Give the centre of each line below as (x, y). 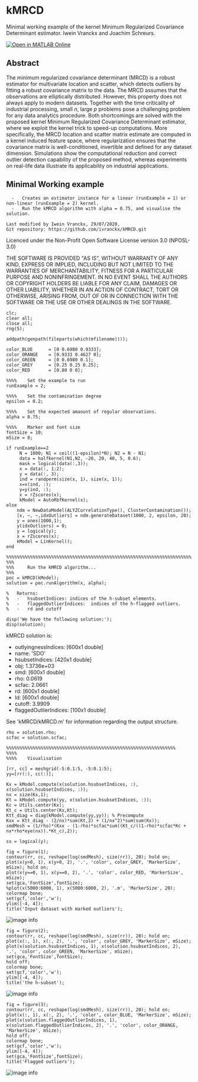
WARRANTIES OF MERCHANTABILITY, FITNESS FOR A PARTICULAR (90, 270)
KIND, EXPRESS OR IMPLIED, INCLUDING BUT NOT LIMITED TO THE (90, 264)
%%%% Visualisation (34, 758)
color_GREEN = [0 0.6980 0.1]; (50, 359)
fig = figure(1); (27, 852)
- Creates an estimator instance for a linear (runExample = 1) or (99, 198)
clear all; (20, 318)
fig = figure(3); (27, 1004)
